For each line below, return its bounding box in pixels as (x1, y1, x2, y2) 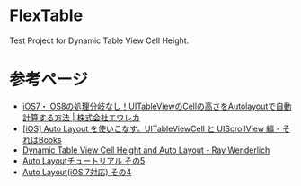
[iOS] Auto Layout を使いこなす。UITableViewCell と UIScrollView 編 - (22, 123, 280, 134)
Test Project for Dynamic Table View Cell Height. (9, 35, 190, 46)
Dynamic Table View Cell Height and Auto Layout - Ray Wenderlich (22, 145, 270, 155)
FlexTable (9, 5, 84, 26)
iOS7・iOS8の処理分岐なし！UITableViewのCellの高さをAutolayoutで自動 (22, 101, 292, 111)
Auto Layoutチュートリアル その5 (22, 155, 146, 166)
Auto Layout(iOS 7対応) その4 (22, 166, 132, 177)
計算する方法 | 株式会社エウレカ (22, 111, 141, 122)
